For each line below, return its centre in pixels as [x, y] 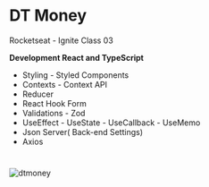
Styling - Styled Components [75, 75]
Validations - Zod [54, 113]
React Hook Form [54, 103]
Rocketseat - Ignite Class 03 [61, 40]
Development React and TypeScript [77, 57]
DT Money [48, 16]
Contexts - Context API [65, 84]
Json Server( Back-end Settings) [82, 132]
